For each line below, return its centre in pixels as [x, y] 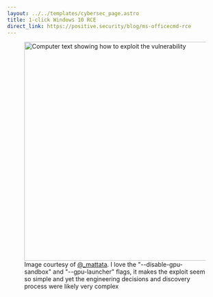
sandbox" [38, 272]
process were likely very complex [72, 286]
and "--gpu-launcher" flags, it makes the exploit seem [129, 272]
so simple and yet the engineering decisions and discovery [107, 279]
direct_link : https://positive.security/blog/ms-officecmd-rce [99, 26]
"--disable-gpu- [160, 265]
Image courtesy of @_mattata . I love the [80, 265]
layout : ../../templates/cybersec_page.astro [73, 13]
